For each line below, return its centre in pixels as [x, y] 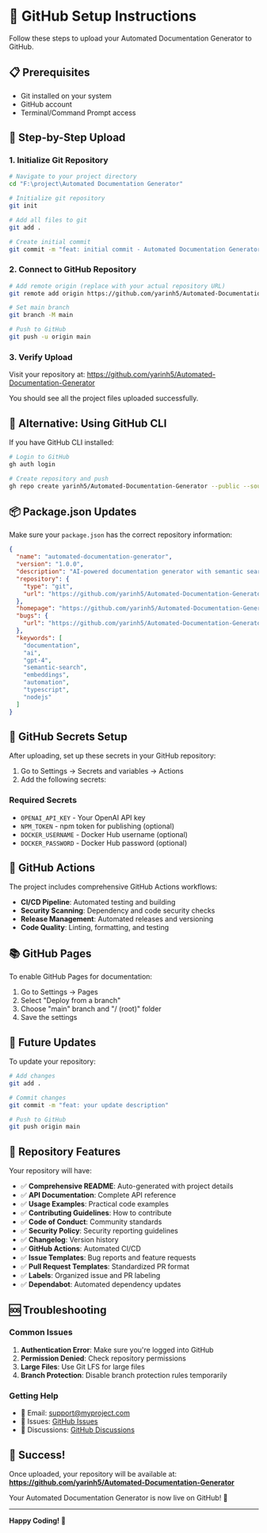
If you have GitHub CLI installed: [61, 442]
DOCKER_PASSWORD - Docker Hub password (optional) [104, 843]
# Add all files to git [48, 220]
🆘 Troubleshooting [58, 1310]
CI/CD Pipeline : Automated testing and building [98, 902]
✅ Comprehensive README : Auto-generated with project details [127, 1186]
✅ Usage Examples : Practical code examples [95, 1204]
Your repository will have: [50, 1171]
